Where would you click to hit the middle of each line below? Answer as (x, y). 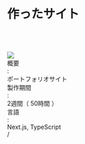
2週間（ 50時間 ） (33, 103)
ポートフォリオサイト (37, 79)
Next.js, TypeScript (34, 127)
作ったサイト (44, 14)
